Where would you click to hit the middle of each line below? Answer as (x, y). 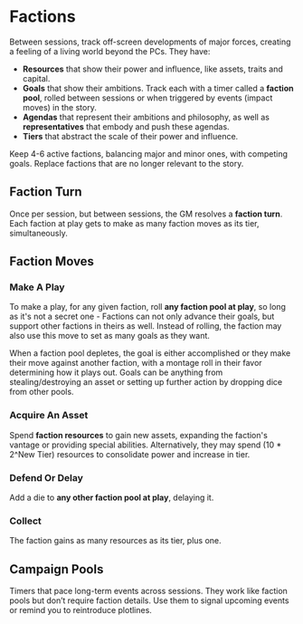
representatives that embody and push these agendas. (126, 126)
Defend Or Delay (47, 477)
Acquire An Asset (49, 416)
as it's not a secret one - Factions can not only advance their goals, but (142, 317)
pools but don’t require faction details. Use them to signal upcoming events (149, 600)
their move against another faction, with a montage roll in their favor (136, 363)
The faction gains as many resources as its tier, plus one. (115, 541)
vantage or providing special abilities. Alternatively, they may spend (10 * (146, 445)
